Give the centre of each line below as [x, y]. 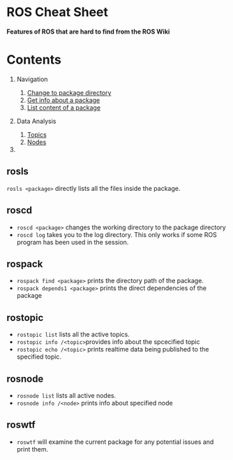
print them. [32, 449]
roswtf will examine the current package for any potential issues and [115, 442]
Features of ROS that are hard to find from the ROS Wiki [88, 31]
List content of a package [64, 107]
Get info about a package [63, 100]
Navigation [32, 79]
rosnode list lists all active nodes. [66, 395]
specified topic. [39, 357]
